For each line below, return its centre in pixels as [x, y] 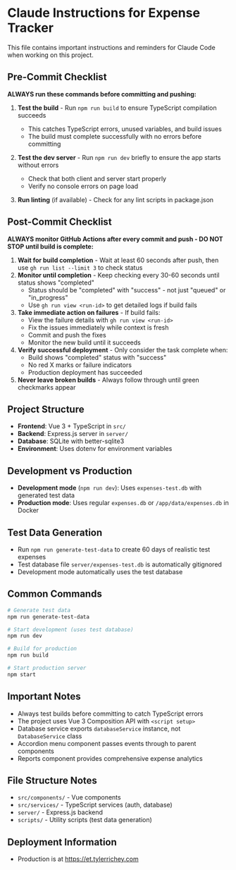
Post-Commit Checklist [60, 222]
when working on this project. [50, 55]
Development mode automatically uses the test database [100, 572]
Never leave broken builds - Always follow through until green [108, 380]
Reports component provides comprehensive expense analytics [110, 758]
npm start [22, 674]
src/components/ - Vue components [69, 797]
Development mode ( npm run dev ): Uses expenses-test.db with [110, 488]
